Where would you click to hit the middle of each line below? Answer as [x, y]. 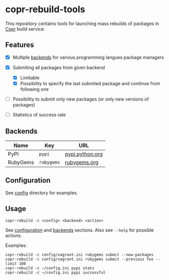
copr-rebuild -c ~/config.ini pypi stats [50, 268]
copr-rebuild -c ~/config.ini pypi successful [55, 272]
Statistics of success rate [39, 115]
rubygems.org [82, 162]
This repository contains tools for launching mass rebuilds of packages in [82, 23]
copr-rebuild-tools [45, 9]
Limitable [30, 78]
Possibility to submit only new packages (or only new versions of [81, 99]
